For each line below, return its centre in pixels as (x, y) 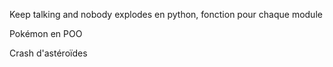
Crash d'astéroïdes (48, 53)
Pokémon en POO (46, 33)
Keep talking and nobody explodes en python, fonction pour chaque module (166, 14)
